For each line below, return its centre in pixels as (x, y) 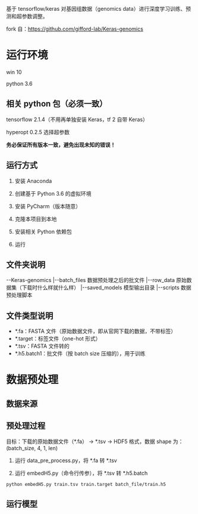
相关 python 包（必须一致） (57, 104)
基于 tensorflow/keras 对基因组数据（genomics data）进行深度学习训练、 (96, 9)
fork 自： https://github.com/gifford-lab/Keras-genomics (75, 29)
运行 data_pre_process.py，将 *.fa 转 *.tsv (66, 460)
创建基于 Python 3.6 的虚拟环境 (53, 193)
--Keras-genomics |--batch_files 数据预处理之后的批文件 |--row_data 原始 (97, 280)
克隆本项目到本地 (36, 219)
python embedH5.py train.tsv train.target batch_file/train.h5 (86, 484)
